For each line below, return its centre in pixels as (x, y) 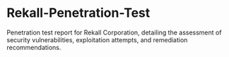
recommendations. (34, 47)
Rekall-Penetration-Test (78, 13)
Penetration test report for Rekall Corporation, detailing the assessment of (114, 32)
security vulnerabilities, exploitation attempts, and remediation (97, 39)
